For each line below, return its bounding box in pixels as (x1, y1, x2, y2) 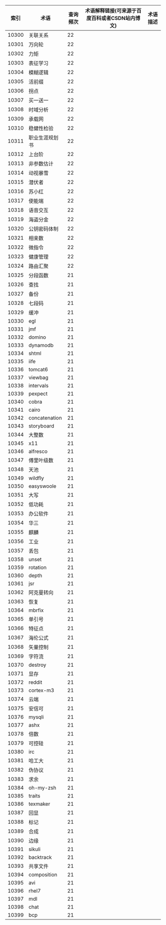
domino (28, 334, 46, 341)
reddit (28, 679, 42, 686)
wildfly (28, 475, 44, 481)
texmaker (28, 800, 50, 807)
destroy (28, 661, 46, 668)
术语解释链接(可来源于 (84, 7, 137, 14)
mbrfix (28, 607, 44, 614)
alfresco (28, 448, 48, 455)
